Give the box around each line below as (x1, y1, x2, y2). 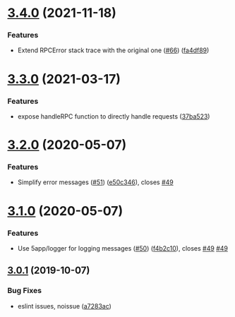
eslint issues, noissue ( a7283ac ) (17, 301, 112, 310)
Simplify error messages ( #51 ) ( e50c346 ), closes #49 (17, 178, 174, 186)
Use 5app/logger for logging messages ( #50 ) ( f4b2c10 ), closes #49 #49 (17, 244, 228, 252)
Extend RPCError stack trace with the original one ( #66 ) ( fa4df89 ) (17, 46, 210, 54)
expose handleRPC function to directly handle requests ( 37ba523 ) (17, 112, 210, 121)
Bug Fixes (7, 286, 42, 296)
